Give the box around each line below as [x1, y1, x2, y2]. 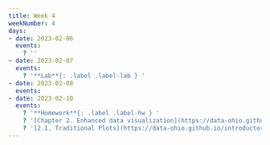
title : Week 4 [8, 11, 56, 20]
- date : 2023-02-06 [8, 34, 74, 43]
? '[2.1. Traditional [22, 124, 95, 132]
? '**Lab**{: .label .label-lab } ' [22, 72, 146, 80]
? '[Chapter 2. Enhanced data [22, 117, 125, 125]
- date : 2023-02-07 [8, 57, 74, 65]
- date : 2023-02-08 [8, 79, 74, 87]
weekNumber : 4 [8, 19, 56, 27]
